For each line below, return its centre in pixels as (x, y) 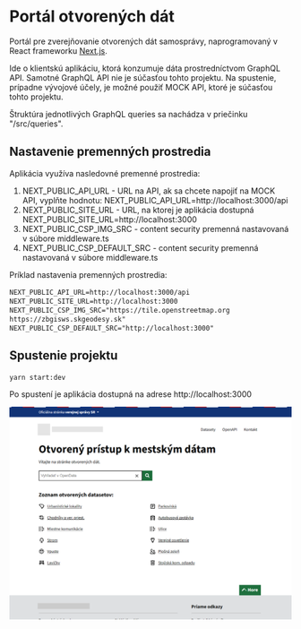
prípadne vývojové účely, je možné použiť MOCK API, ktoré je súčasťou (141, 87)
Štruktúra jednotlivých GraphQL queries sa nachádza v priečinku (129, 114)
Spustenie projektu (64, 356)
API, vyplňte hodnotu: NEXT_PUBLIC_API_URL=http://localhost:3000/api (155, 200)
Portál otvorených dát (92, 17)
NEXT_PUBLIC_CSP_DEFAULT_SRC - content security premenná (140, 247)
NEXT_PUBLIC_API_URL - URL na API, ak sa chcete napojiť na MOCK (149, 191)
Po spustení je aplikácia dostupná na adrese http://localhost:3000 (131, 394)
